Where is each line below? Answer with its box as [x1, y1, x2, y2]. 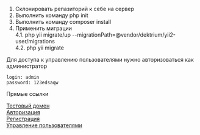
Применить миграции [15, 24, 72, 32]
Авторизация [6, 109, 41, 115]
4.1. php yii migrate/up [15, 31, 71, 38]
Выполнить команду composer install [15, 18, 112, 25]
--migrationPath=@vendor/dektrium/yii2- [72, 31, 176, 38]
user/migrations [15, 38, 55, 45]
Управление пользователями [6, 122, 82, 129]
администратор [6, 62, 48, 70]
